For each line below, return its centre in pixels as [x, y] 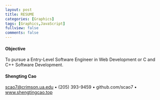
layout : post [19, 10]
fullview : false [22, 28]
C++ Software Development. [34, 65]
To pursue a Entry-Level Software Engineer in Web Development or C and [80, 59]
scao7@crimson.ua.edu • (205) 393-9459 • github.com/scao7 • [71, 87]
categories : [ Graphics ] [30, 19]
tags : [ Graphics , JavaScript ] [35, 24]
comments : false [22, 33]
